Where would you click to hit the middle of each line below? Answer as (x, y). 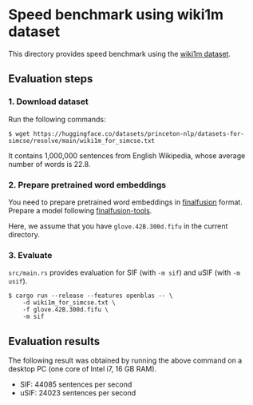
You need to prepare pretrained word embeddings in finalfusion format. (126, 202)
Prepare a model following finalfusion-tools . (80, 210)
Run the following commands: (57, 119)
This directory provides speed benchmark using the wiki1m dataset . (120, 54)
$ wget (19, 133)
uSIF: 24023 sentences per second (78, 393)
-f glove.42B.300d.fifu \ (66, 310)
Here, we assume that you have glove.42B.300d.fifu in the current (118, 226)
